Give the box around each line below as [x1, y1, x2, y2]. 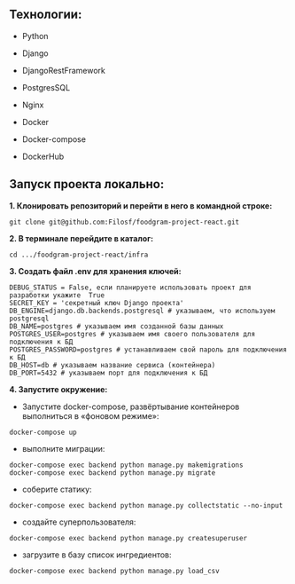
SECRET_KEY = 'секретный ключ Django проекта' [9, 298, 184, 307]
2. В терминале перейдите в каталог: [9, 233, 153, 243]
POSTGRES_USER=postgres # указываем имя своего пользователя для [9, 329, 255, 338]
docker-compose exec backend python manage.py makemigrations [9, 461, 244, 470]
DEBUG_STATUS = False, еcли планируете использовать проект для [9, 283, 252, 292]
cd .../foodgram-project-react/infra [9, 250, 149, 259]
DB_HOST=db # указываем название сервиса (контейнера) [9, 360, 216, 369]
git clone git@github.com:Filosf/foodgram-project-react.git [9, 217, 240, 226]
